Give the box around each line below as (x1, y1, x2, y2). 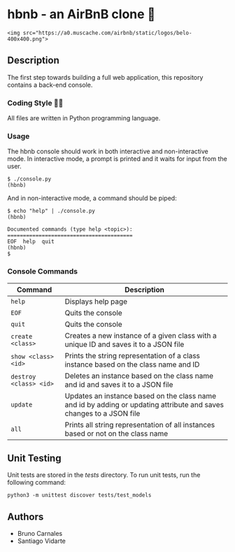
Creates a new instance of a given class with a (64, 330, 217, 340)
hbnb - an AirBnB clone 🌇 (7, 6, 156, 22)
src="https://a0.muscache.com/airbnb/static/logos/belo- (22, 29, 192, 36)
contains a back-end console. (7, 80, 93, 89)
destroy (10, 372, 36, 381)
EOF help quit (7, 238, 55, 246)
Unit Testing (7, 453, 62, 465)
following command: (7, 479, 66, 487)
